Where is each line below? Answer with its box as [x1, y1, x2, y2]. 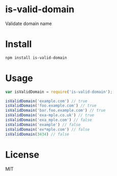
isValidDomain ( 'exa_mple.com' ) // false [5, 117, 93, 123]
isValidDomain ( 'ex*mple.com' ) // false [5, 127, 90, 132]
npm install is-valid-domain [5, 55, 67, 60]
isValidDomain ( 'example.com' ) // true [5, 98, 87, 104]
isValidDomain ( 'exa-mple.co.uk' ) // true [5, 113, 95, 118]
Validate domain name [5, 20, 52, 27]
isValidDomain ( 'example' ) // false [5, 122, 81, 127]
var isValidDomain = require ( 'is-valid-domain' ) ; [5, 89, 113, 94]
